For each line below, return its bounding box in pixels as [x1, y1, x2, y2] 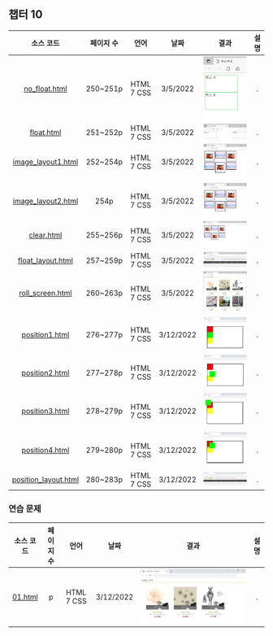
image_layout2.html [12, 196, 79, 206]
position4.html [21, 446, 70, 455]
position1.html [21, 329, 70, 339]
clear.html [28, 230, 63, 240]
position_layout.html [11, 475, 80, 485]
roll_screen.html [19, 288, 72, 298]
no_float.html [24, 84, 67, 94]
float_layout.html [17, 255, 73, 265]
